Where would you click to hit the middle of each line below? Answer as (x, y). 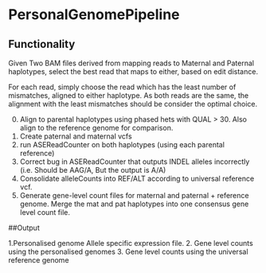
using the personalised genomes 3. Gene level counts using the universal (128, 252)
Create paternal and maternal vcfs (76, 136)
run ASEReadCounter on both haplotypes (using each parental (122, 144)
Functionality (42, 44)
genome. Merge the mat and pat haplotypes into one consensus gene (134, 204)
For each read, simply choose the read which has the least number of (122, 87)
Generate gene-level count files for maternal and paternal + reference (134, 195)
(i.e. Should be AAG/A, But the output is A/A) (93, 170)
